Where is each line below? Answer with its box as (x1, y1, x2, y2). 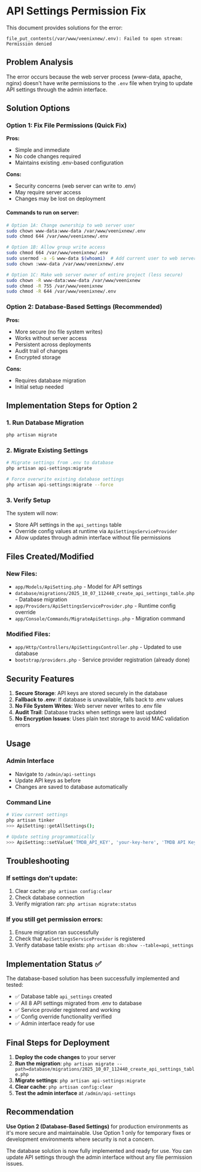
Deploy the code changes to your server (14, 1053, 116, 1060)
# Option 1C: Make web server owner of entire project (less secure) (6, 272, 184, 278)
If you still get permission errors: (6, 915, 103, 923)
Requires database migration (14, 377, 86, 384)
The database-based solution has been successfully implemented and (6, 975, 180, 982)
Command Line (6, 798, 51, 806)
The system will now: (6, 510, 59, 517)
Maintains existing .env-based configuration (14, 159, 124, 166)
